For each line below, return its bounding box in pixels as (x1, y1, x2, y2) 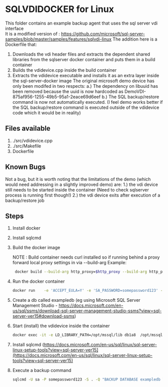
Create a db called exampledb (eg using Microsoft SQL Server (12, 297, 141, 303)
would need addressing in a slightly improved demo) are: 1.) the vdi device (5, 181, 158, 187)
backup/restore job (5, 197, 45, 204)
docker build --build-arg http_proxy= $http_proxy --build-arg (14, 269, 147, 274)
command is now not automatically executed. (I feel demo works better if (12, 99, 163, 105)
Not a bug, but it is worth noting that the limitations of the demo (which (5, 176, 151, 182)
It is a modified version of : (5, 31, 60, 37)
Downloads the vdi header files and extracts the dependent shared (12, 51, 150, 57)
